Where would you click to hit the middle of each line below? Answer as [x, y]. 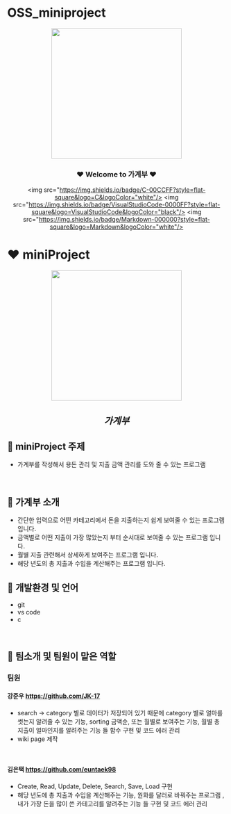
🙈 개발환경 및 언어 [43, 588]
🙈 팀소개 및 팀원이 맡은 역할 [62, 657]
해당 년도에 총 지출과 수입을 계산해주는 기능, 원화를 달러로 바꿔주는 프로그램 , [121, 795]
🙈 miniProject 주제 [46, 446]
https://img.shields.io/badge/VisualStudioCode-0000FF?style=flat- [125, 205]
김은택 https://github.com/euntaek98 [62, 770]
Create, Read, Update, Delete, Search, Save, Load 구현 [95, 786]
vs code [29, 612]
